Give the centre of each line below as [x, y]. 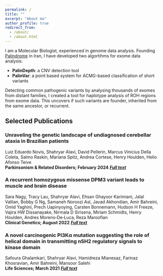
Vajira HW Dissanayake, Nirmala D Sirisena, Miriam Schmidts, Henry [73, 212]
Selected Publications [39, 121]
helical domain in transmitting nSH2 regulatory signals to [74, 241]
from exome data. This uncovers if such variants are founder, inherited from [81, 100]
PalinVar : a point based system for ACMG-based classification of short [83, 76]
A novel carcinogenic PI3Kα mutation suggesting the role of [77, 235]
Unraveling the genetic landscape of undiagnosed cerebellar [78, 135]
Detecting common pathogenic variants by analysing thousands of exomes [80, 90]
